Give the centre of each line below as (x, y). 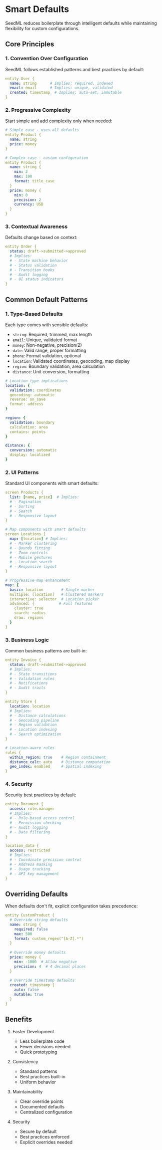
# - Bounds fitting (30, 548)
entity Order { (21, 247)
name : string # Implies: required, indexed (61, 83)
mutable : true (29, 995)
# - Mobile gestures (31, 557)
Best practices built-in (43, 1076)
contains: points (28, 432)
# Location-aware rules (30, 748)
